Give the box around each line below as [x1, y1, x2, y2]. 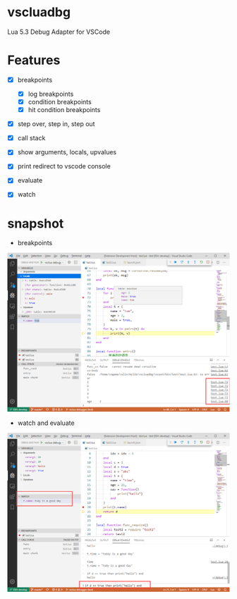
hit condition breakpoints [28, 106, 101, 114]
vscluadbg [7, 4, 71, 20]
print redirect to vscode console [17, 162, 111, 171]
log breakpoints [28, 89, 74, 98]
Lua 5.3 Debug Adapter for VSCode [7, 27, 111, 36]
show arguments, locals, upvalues [17, 148, 117, 156]
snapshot [7, 216, 64, 231]
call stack [17, 134, 46, 142]
